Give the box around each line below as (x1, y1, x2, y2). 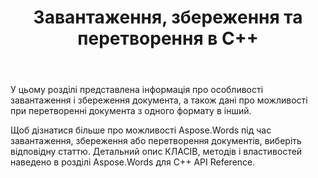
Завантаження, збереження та (33, 6, 303, 29)
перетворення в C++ (77, 27, 259, 50)
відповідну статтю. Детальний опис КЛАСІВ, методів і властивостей (10, 146, 303, 158)
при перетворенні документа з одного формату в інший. (10, 105, 252, 117)
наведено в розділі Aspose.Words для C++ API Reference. (10, 156, 256, 168)
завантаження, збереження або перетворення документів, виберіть (10, 135, 302, 147)
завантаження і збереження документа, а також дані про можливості (10, 94, 308, 106)
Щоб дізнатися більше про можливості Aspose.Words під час (10, 124, 272, 136)
